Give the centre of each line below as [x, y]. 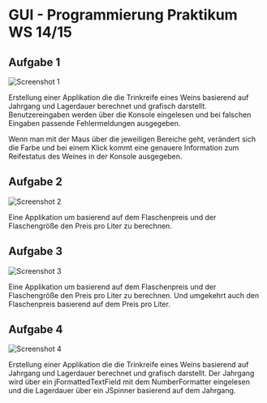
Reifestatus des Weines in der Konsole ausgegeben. [95, 156]
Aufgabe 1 [34, 62]
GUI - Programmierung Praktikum [123, 15]
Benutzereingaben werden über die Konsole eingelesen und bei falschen [130, 115]
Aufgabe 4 [36, 329]
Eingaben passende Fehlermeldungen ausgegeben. [95, 123]
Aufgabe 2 [36, 182]
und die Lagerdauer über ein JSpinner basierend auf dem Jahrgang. [122, 391]
